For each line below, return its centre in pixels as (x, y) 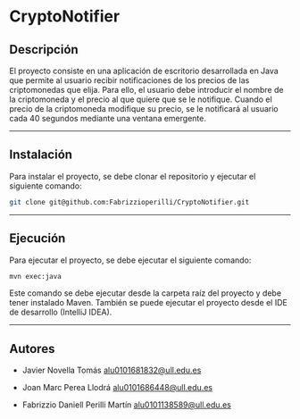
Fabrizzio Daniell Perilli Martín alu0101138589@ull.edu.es (127, 405)
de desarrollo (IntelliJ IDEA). (61, 312)
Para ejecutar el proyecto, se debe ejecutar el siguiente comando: (130, 260)
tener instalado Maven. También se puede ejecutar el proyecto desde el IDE (148, 303)
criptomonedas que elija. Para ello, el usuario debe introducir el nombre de (146, 90)
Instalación (41, 155)
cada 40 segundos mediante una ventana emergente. (108, 118)
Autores (32, 349)
